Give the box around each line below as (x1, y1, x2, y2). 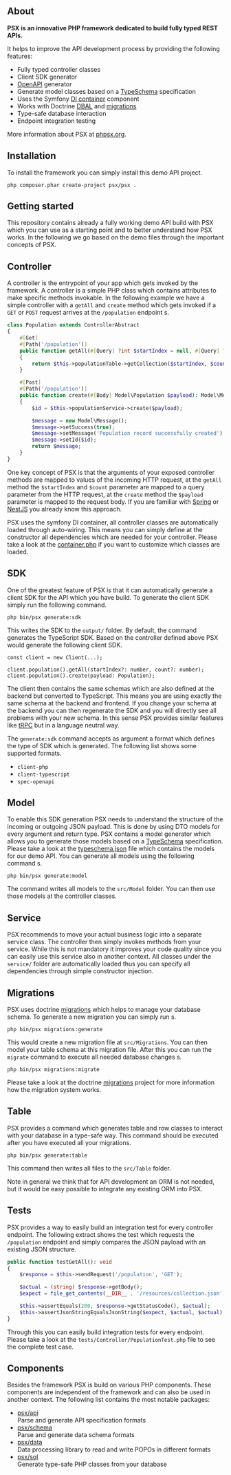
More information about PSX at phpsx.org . (7, 130, 127, 138)
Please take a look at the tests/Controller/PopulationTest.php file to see (7, 1335, 215, 1343)
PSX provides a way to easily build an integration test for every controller (7, 1223, 214, 1231)
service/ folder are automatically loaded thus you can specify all (7, 959, 190, 968)
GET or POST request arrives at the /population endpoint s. (7, 309, 170, 317)
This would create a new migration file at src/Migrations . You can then (7, 1038, 208, 1046)
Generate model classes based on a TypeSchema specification (16, 87, 196, 95)
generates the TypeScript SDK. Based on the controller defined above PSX (7, 633, 219, 641)
